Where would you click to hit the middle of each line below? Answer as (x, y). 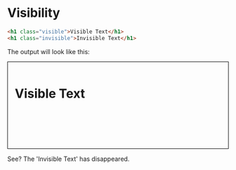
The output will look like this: (48, 51)
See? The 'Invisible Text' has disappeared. (68, 159)
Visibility (34, 13)
